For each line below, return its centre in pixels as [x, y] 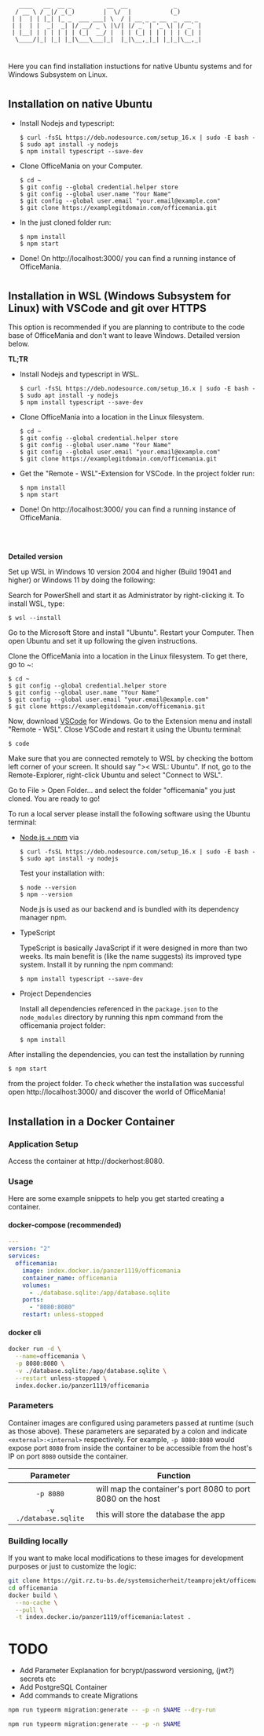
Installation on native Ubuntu [81, 104]
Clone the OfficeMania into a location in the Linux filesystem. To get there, [128, 656]
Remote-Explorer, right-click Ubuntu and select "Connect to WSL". [115, 775]
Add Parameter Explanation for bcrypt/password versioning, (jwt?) [127, 1671]
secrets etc [38, 1679]
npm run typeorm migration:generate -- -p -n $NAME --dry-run [112, 1710]
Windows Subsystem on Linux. [58, 75]
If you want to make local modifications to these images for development [126, 1558]
